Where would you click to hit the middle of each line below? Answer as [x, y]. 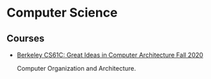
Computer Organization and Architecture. [76, 68]
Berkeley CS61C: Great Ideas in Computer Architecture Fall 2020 [110, 55]
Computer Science [62, 13]
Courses [26, 38]
